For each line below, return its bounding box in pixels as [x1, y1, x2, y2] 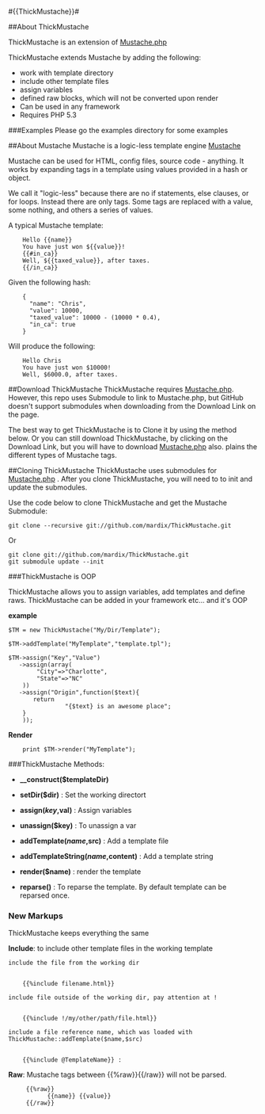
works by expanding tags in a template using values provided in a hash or [8, 165, 248, 174]
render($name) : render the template [19, 867, 142, 876]
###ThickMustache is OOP [8, 572, 97, 581]
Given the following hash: [8, 277, 91, 287]
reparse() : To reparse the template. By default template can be [19, 883, 227, 891]
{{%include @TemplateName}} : [22, 1056, 123, 1064]
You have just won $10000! [22, 364, 112, 372]
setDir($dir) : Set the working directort [19, 790, 146, 799]
